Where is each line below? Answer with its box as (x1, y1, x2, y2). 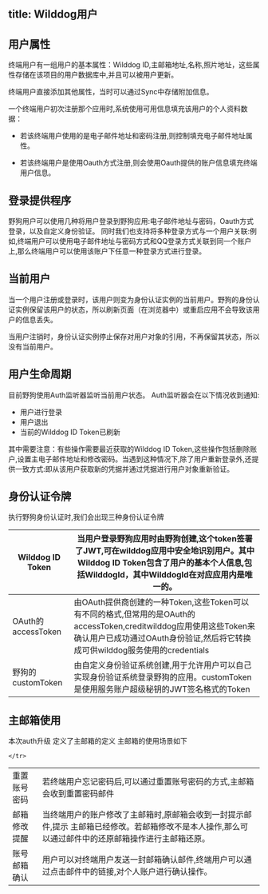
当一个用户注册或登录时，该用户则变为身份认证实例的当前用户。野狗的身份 (8, 294, 253, 304)
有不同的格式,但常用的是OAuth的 (73, 609, 195, 620)
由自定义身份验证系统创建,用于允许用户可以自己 (73, 660, 252, 671)
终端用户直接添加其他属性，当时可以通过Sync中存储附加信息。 (8, 87, 214, 97)
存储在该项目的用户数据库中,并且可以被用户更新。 (14, 70, 179, 80)
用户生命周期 (8, 367, 72, 381)
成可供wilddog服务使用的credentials (73, 645, 210, 656)
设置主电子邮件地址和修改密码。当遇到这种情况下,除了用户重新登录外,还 (17, 454, 253, 464)
